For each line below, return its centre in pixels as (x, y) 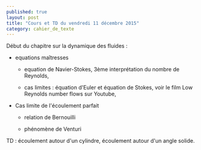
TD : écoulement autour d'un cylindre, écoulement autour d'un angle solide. (100, 141)
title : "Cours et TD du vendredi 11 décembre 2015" (73, 23)
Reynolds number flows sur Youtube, (70, 94)
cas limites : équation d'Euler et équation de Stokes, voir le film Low (108, 88)
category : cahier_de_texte (40, 29)
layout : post (23, 18)
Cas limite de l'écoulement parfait (57, 106)
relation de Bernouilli (50, 117)
